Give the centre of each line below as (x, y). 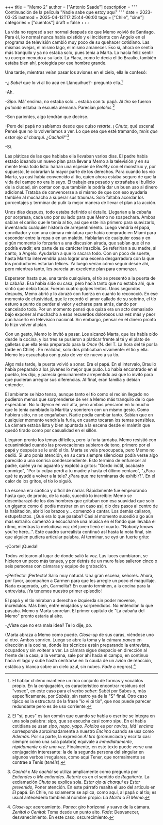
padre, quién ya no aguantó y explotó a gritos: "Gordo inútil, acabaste (74, 465)
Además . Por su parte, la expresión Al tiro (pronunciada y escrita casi (81, 736)
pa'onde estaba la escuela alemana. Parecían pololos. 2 (60, 107)
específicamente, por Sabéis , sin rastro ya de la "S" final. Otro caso (79, 696)
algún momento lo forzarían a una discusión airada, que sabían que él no (78, 243)
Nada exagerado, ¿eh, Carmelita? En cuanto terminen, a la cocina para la (78, 585)
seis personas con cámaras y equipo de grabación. (56, 566)
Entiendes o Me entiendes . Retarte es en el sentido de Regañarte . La (81, 776)
